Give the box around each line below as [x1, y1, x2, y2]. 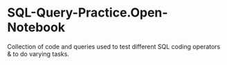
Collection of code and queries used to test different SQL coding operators [7, 42, 221, 50]
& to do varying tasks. [7, 50, 69, 58]
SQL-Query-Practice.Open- [7, 5, 168, 21]
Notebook [7, 19, 66, 35]
